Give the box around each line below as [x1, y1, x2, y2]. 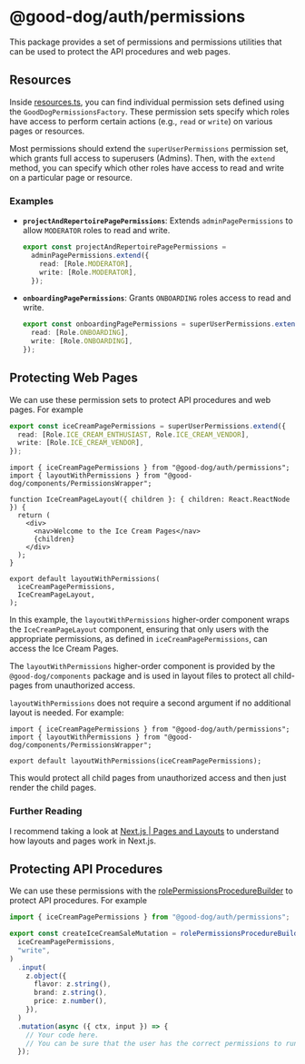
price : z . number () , [33, 997, 107, 1006]
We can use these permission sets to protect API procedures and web [9, 394, 271, 405]
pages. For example [9, 404, 84, 415]
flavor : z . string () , [33, 980, 112, 989]
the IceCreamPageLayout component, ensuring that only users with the [9, 624, 270, 635]
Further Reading [9, 805, 83, 818]
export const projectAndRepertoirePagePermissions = [22, 242, 227, 251]
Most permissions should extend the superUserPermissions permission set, [9, 143, 289, 153]
